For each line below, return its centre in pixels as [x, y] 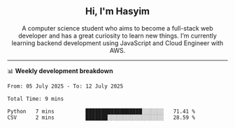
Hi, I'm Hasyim [117, 11]
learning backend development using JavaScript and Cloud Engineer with [117, 43]
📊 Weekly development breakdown [60, 71]
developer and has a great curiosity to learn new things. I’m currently [117, 35]
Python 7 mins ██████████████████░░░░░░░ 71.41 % [101, 111]
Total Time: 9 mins [36, 99]
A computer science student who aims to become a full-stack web [117, 28]
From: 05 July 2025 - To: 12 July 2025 [65, 86]
